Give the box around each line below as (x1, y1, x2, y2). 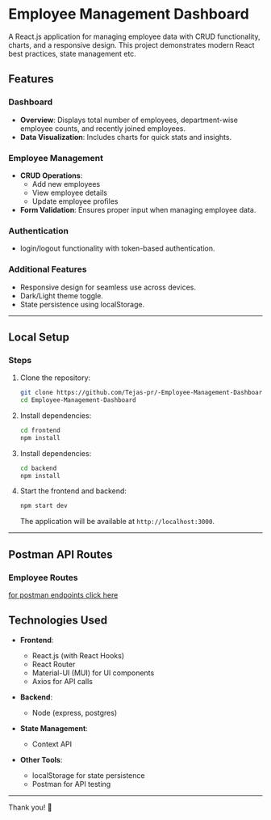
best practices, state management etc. (8, 49, 137, 58)
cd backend (19, 464, 57, 472)
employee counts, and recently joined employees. (19, 123, 186, 133)
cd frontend (19, 426, 60, 434)
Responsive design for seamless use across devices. (19, 282, 196, 292)
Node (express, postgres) (31, 708, 118, 717)
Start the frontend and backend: (19, 486, 127, 496)
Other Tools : (19, 754, 63, 764)
